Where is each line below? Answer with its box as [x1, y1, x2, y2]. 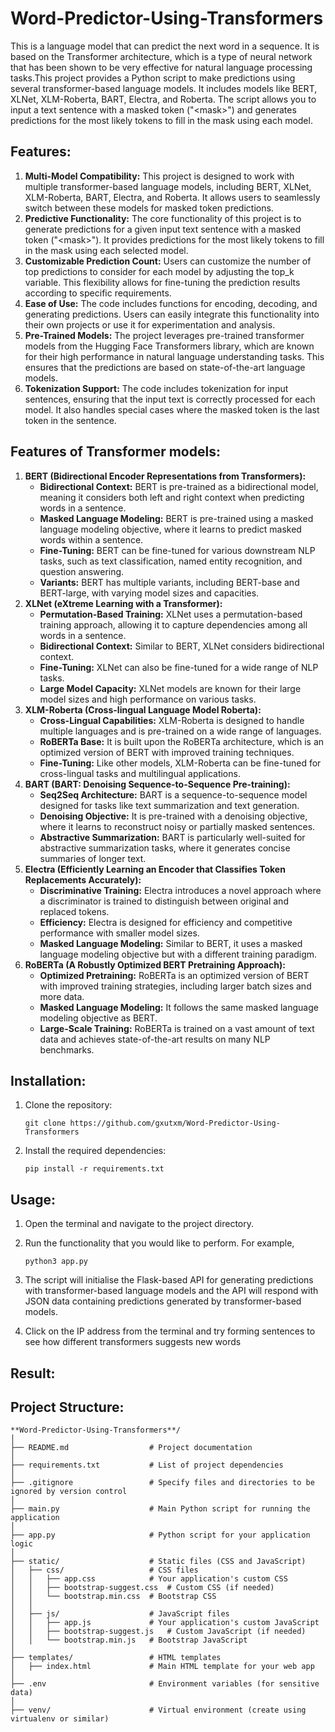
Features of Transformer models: [10, 443, 221, 461]
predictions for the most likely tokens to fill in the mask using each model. [10, 114, 313, 126]
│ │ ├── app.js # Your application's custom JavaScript [10, 1618, 320, 1628]
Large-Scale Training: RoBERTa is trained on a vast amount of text [39, 1022, 315, 1034]
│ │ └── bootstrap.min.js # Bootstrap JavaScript [10, 1635, 248, 1646]
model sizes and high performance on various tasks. [39, 693, 257, 705]
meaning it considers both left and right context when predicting [39, 491, 305, 503]
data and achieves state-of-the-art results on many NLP [39, 1033, 271, 1045]
